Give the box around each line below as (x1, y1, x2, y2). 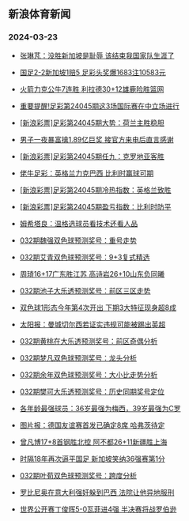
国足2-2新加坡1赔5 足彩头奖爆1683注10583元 (19, 67, 166, 77)
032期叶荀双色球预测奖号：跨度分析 (19, 470, 137, 480)
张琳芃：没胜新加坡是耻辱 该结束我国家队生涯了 (19, 51, 175, 60)
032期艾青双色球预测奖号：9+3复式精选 (19, 252, 150, 262)
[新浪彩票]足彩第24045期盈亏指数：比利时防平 (19, 202, 172, 211)
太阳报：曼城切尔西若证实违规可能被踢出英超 (19, 319, 166, 329)
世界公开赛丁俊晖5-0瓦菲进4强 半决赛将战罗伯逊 (19, 504, 177, 514)
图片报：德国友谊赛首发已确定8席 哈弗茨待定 (19, 420, 165, 429)
